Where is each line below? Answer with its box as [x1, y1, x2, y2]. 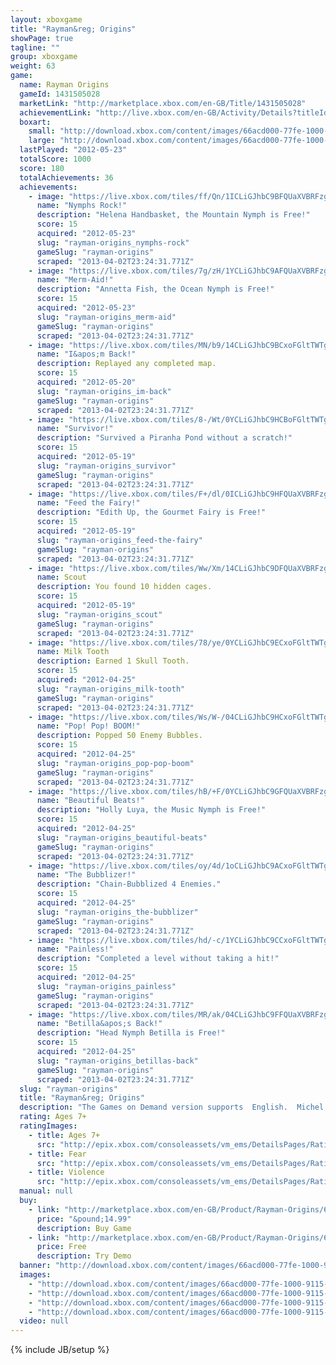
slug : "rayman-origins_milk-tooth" [36, 684, 186, 694]
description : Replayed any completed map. [36, 359, 217, 369]
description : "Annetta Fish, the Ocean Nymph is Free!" [36, 284, 275, 295]
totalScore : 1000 [19, 154, 92, 164]
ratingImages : [19, 1121, 78, 1131]
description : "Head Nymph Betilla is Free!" [36, 1028, 226, 1038]
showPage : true [10, 33, 74, 43]
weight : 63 [10, 61, 56, 71]
